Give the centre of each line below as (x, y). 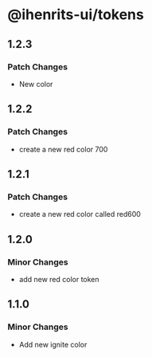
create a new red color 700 (63, 149)
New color (36, 84)
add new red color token (59, 279)
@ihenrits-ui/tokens (76, 15)
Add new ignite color (53, 344)
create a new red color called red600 (80, 214)
